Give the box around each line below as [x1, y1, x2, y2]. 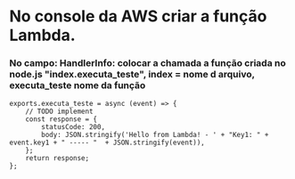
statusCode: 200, [41, 123, 105, 132]
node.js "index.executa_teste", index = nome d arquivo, [9, 69, 256, 81]
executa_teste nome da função [9, 79, 146, 92]
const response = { [25, 115, 98, 124]
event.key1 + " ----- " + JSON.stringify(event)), [9, 138, 205, 148]
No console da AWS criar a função [9, 6, 267, 27]
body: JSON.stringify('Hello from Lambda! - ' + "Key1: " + [41, 131, 269, 140]
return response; [25, 154, 90, 163]
